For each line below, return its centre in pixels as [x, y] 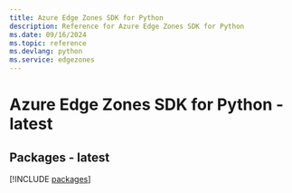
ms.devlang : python [46, 52]
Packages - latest [60, 157]
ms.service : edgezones [52, 60]
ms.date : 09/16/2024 [48, 34]
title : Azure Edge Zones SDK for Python [87, 18]
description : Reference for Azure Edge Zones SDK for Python [127, 26]
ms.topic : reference [48, 43]
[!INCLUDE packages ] [50, 179]
